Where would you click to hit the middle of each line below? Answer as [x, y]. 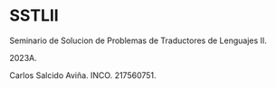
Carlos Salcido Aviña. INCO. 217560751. [83, 75]
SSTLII [34, 16]
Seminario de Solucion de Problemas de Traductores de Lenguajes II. [138, 40]
